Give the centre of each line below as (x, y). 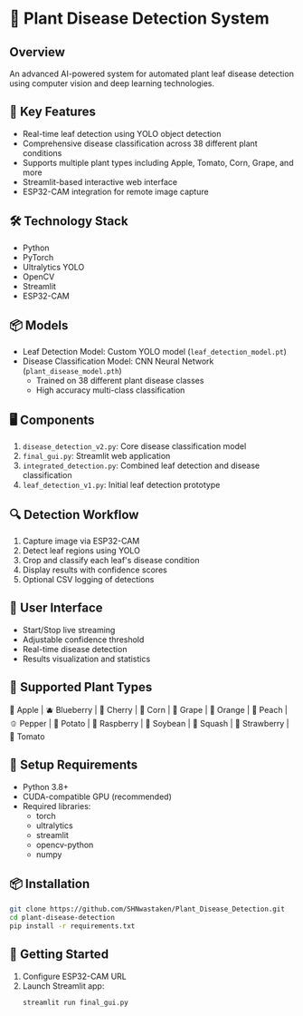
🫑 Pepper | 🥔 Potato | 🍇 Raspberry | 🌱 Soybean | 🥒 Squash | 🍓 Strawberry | (149, 723)
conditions (42, 152)
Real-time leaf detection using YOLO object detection (122, 133)
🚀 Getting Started (59, 955)
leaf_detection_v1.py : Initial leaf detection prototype (121, 485)
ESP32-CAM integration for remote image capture (116, 191)
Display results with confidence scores (95, 570)
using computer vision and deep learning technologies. (112, 83)
